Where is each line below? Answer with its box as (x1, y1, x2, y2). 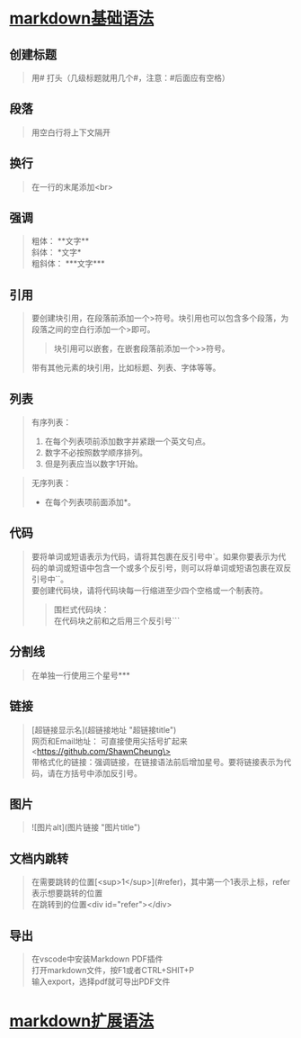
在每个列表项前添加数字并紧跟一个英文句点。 (44, 436, 211, 447)
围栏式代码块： (53, 604, 110, 615)
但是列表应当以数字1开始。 (44, 458, 144, 469)
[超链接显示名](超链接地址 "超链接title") (31, 724, 177, 735)
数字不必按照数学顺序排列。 (44, 447, 148, 458)
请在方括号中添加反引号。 (47, 767, 142, 779)
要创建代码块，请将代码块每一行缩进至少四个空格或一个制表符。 (31, 584, 268, 595)
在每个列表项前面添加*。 (44, 497, 137, 508)
